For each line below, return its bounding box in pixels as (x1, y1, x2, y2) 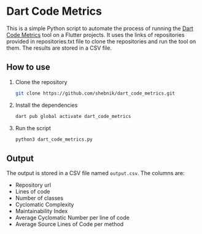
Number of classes (15, 195, 63, 202)
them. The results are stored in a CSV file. (6, 44, 112, 52)
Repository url (15, 181, 51, 189)
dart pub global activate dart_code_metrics (15, 113, 131, 119)
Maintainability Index (15, 208, 68, 215)
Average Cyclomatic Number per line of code (15, 214, 130, 222)
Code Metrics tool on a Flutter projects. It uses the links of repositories (6, 31, 185, 38)
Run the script (15, 124, 51, 131)
